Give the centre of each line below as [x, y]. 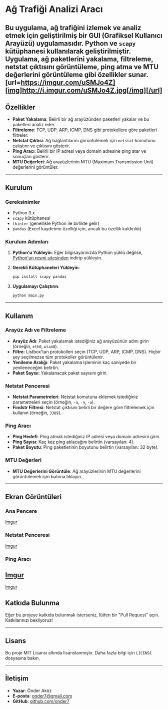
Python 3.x [23, 213]
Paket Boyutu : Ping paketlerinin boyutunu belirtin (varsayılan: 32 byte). [85, 447]
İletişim [17, 679]
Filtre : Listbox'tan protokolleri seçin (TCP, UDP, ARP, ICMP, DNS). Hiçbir [86, 351]
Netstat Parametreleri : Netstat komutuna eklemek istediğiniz [75, 397]
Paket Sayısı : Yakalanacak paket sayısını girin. [60, 373]
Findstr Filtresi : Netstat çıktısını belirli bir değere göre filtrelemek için [83, 408]
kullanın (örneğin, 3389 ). [37, 413]
